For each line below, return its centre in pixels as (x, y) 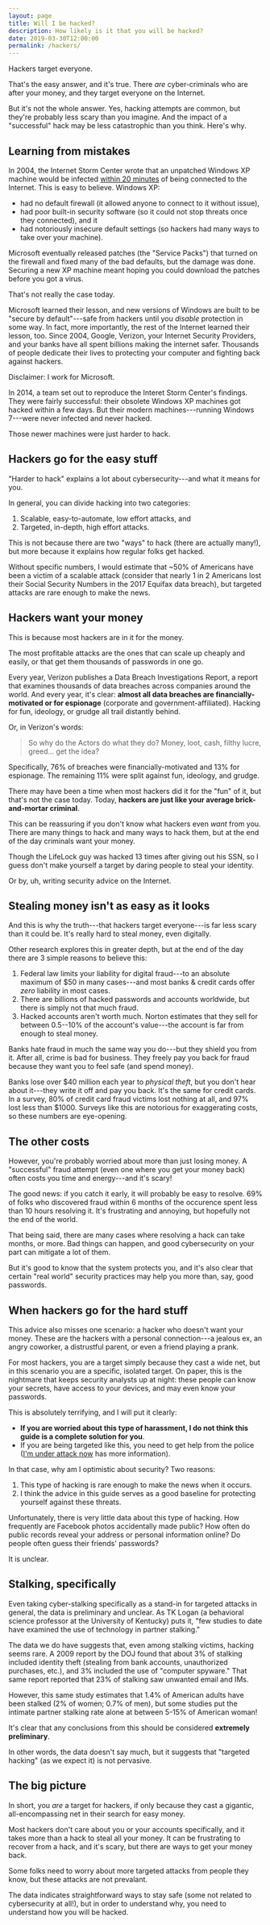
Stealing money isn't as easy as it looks (109, 906)
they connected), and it (59, 220)
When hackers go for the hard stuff (98, 1310)
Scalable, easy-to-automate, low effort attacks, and (105, 518)
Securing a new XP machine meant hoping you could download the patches (134, 270)
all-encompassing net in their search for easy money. (97, 1814)
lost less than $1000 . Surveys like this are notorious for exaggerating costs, (133, 1108)
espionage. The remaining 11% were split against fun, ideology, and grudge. (134, 775)
